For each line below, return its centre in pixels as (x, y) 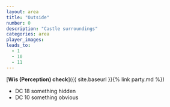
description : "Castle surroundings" (52, 29)
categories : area (28, 34)
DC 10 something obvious (47, 97)
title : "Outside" (28, 17)
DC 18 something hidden (45, 91)
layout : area (23, 12)
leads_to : (19, 46)
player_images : (25, 40)
